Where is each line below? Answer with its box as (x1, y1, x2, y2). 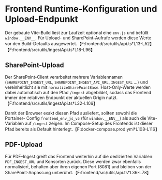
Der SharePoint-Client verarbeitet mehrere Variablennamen (5, 74, 123, 80)
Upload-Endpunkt (5, 14, 78, 25)
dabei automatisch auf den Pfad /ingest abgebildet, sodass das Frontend (5, 89, 151, 95)
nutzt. (106, 95, 118, 100)
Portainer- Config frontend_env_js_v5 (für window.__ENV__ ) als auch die (5, 115, 147, 121)
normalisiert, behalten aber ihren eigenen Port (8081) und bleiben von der (5, 164, 152, 169)
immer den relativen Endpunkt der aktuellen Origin (5, 95, 105, 100)
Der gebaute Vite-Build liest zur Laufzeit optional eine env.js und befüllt (5, 30, 148, 35)
